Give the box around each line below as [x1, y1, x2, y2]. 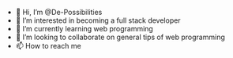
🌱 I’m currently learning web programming [15, 24, 154, 33]
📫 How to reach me [15, 42, 81, 50]
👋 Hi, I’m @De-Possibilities [15, 8, 103, 16]
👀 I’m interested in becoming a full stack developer [15, 16, 181, 25]
